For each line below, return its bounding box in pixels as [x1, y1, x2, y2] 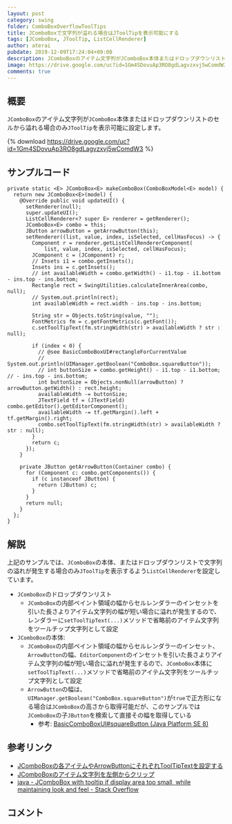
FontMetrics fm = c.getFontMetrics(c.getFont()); [32, 319, 177, 326]
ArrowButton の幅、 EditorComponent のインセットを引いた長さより [27, 650, 211, 659]
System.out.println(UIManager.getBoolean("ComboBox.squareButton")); [7, 361, 212, 368]
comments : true [7, 68, 51, 75]
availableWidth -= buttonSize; [37, 391, 128, 398]
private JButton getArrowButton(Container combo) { [19, 464, 171, 471]
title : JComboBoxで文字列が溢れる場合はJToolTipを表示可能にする [7, 29, 180, 37]
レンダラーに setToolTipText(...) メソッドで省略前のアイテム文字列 [27, 616, 220, 624]
